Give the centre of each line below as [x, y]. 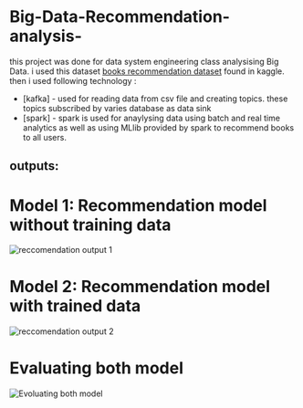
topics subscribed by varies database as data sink [117, 108]
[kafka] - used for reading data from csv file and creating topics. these [155, 99]
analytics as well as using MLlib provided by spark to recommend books [158, 127]
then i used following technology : [73, 80]
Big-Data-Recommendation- [120, 17]
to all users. [44, 137]
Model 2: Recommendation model [140, 287]
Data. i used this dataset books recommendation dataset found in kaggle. [147, 71]
